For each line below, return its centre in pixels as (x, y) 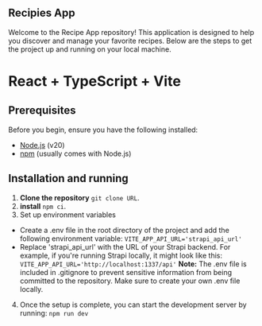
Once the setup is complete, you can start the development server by (133, 305)
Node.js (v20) (42, 145)
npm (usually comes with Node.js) (75, 153)
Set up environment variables (68, 215)
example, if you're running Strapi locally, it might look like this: (121, 255)
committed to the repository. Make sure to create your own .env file (130, 281)
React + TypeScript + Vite (94, 81)
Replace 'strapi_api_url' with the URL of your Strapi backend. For (125, 246)
